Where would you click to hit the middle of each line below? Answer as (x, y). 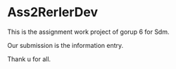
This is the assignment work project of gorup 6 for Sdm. (88, 32)
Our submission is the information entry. (65, 45)
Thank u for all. (29, 59)
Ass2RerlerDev (53, 12)
